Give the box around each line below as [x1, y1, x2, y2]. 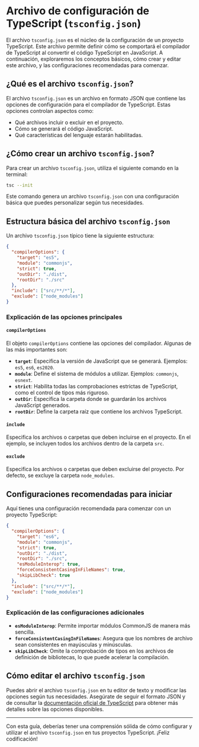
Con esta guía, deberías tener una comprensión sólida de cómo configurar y [6, 723, 192, 730]
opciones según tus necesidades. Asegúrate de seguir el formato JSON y [6, 693, 185, 700]
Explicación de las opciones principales [6, 313, 123, 321]
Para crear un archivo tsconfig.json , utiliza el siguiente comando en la [6, 164, 179, 172]
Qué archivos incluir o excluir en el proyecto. [14, 119, 124, 126]
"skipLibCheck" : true [17, 572, 70, 578]
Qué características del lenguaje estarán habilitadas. [14, 131, 143, 138]
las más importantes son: [6, 346, 68, 353]
